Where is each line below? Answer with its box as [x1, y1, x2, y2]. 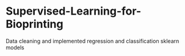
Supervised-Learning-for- [5, 4, 142, 18]
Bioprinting [5, 17, 63, 31]
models [5, 44, 25, 51]
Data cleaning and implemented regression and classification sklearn [5, 37, 180, 44]
